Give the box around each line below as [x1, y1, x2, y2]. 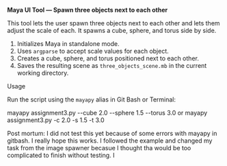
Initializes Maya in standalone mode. [16, 40, 120, 47]
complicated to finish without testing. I [7, 151, 115, 159]
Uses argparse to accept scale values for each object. [16, 47, 169, 55]
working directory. [16, 69, 69, 77]
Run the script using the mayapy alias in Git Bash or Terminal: [7, 95, 176, 104]
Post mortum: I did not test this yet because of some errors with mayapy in [7, 130, 217, 137]
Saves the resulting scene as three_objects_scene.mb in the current [16, 62, 207, 69]
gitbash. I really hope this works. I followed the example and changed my [7, 137, 213, 145]
